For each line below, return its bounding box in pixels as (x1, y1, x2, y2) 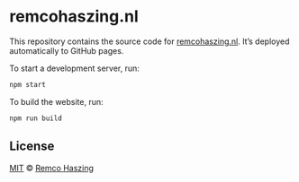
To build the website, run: (9, 96, 104, 107)
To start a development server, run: (9, 63, 140, 74)
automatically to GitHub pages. (9, 45, 124, 56)
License (9, 139, 55, 154)
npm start (9, 80, 47, 89)
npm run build (9, 114, 63, 123)
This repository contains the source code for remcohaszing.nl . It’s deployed (9, 36, 290, 47)
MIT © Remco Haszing (9, 162, 95, 173)
